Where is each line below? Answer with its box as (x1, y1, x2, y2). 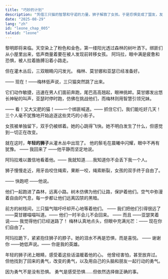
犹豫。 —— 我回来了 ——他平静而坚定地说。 (5, 146, 96, 152)
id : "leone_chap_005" (5, 26, 50, 31)
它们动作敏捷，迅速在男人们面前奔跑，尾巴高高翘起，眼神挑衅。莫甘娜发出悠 (5, 89, 163, 95)
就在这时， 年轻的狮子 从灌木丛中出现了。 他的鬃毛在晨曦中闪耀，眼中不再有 (5, 140, 160, 145)
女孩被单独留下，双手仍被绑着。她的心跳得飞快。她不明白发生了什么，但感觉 (5, 123, 163, 129)
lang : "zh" (5, 21, 28, 26)
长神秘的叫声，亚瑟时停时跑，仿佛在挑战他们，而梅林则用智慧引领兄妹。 (5, 95, 154, 101)
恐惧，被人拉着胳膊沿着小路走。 (5, 57, 71, 63)
